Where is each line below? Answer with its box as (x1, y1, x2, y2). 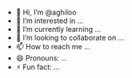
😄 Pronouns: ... (15, 53, 68, 63)
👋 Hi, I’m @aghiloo (15, 8, 77, 17)
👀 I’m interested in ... (15, 16, 84, 25)
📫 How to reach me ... (15, 42, 90, 51)
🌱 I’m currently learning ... (15, 25, 102, 33)
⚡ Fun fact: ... (15, 62, 60, 72)
